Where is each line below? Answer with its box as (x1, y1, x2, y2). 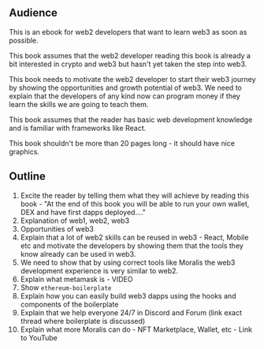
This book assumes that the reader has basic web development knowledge (9, 114, 253, 124)
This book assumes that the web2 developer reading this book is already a (9, 50, 251, 60)
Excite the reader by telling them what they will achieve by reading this (20, 191, 250, 200)
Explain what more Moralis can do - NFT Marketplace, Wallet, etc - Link (20, 325, 253, 334)
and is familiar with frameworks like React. (9, 123, 147, 132)
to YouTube (20, 332, 58, 342)
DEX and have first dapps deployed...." (20, 207, 147, 217)
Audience (9, 6, 58, 20)
